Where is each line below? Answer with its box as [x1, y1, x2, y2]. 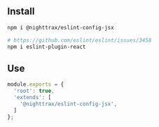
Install [7, 6, 35, 17]
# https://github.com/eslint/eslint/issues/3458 [7, 36, 152, 44]
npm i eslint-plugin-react [7, 43, 86, 50]
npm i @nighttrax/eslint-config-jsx [7, 24, 114, 31]
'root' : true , [13, 87, 55, 95]
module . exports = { [7, 81, 64, 88]
